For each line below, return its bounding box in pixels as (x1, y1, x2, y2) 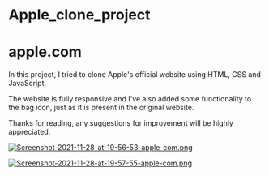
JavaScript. (8, 79, 47, 88)
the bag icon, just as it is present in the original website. (8, 103, 194, 113)
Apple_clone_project (8, 6, 151, 24)
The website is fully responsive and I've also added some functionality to (8, 94, 252, 104)
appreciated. (8, 127, 51, 137)
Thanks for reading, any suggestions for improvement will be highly (8, 118, 233, 128)
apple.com (8, 43, 83, 62)
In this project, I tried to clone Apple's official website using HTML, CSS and (8, 70, 262, 79)
